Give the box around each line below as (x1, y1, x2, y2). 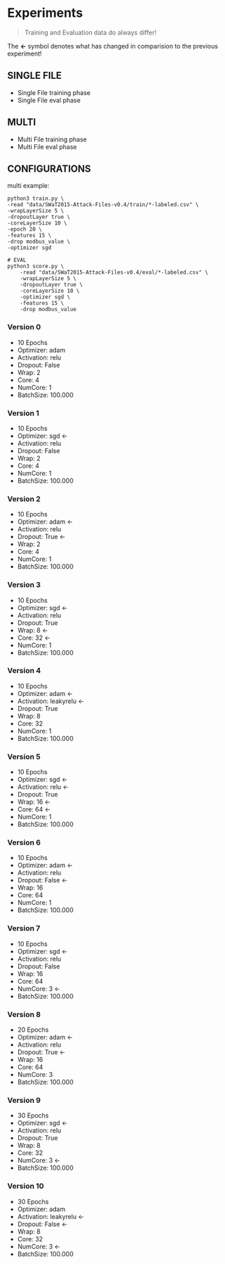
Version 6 (7, 838, 41, 847)
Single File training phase (17, 88, 91, 96)
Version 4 (7, 666, 41, 676)
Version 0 (7, 322, 41, 332)
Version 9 (7, 1095, 41, 1105)
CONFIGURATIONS (7, 163, 91, 175)
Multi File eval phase (17, 142, 77, 151)
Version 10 (7, 1181, 44, 1191)
